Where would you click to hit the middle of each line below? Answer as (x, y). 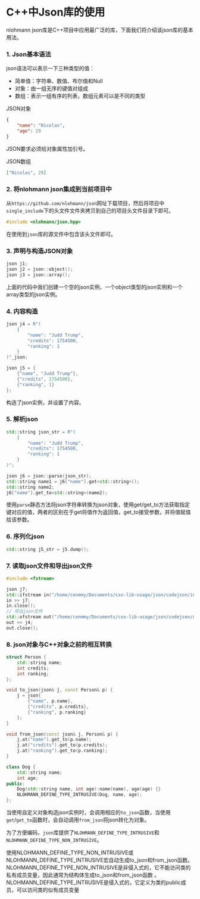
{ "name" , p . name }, (50, 701)
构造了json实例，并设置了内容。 (45, 402)
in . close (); (21, 606)
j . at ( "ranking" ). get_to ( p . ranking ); (62, 751)
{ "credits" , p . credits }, (58, 707)
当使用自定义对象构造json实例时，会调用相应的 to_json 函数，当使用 (88, 813)
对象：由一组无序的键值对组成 (51, 89)
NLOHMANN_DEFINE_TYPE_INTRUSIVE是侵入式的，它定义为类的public (94, 882)
